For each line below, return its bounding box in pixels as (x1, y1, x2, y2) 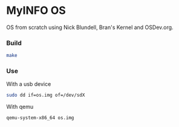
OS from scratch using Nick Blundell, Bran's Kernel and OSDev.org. (6, 24, 174, 31)
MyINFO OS (6, 4, 67, 18)
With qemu (6, 103, 34, 111)
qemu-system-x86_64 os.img (6, 115, 74, 121)
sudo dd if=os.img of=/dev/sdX (6, 92, 85, 99)
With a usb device (6, 80, 51, 88)
